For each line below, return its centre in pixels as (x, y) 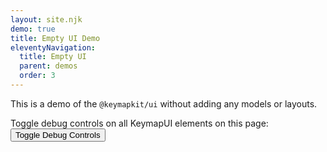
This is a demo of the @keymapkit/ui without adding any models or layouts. (164, 103)
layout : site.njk (46, 19)
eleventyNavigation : (53, 47)
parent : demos (48, 66)
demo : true (33, 29)
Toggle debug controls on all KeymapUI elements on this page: (139, 123)
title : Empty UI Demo (55, 38)
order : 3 (37, 76)
